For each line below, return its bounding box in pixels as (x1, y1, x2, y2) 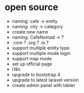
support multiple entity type (12, 45, 70, 51)
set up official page (12, 61, 52, 67)
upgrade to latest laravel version (12, 77, 79, 83)
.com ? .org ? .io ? (12, 39, 49, 45)
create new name (12, 29, 48, 35)
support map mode (12, 55, 52, 61)
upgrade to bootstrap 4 (12, 71, 61, 77)
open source (5, 2, 58, 13)
